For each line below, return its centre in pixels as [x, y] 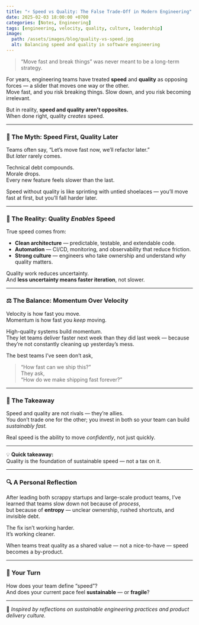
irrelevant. [18, 98]
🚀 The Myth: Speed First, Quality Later [62, 137]
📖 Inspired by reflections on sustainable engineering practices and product [98, 609]
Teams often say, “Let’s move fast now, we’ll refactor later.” [78, 150]
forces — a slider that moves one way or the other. [68, 85]
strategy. [31, 68]
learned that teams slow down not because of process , [73, 504]
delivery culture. [26, 615]
